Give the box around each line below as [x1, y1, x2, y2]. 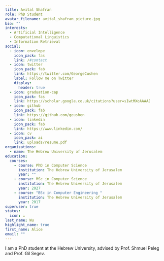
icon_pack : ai [14, 135, 43, 140]
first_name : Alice [5, 227, 43, 232]
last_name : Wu [5, 218, 34, 223]
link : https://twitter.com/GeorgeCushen [14, 71, 98, 76]
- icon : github [9, 103, 41, 108]
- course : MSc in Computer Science [14, 177, 87, 182]
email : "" [5, 231, 26, 236]
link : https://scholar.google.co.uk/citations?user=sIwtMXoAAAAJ [14, 99, 151, 104]
